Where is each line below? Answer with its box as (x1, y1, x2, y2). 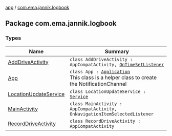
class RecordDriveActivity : (70, 118, 141, 124)
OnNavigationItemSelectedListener (70, 111, 154, 117)
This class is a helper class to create (70, 74, 157, 81)
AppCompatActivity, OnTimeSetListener (70, 62, 164, 67)
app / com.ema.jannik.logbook (5, 5, 70, 10)
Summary (104, 48, 130, 55)
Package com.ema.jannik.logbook (5, 19, 117, 28)
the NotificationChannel (70, 80, 127, 87)
